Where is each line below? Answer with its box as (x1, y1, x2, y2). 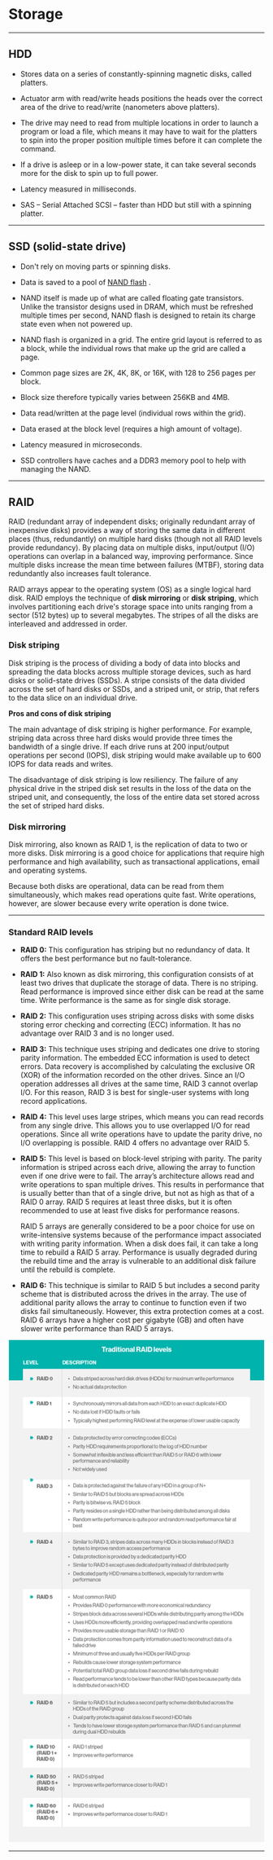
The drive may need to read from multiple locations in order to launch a (19, 117, 258, 127)
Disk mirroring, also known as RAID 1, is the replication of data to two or (8, 839, 248, 849)
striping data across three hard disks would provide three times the (8, 732, 233, 742)
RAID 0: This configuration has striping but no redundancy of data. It (19, 945, 250, 955)
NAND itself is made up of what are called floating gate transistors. (19, 292, 245, 302)
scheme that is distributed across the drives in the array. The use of (19, 1289, 247, 1299)
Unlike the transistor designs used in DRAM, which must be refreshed (19, 301, 253, 311)
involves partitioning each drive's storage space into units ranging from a (8, 602, 253, 612)
